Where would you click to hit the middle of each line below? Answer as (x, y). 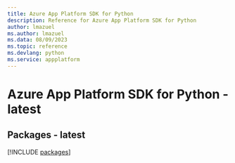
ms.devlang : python (36, 53)
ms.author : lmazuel (36, 33)
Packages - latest (46, 135)
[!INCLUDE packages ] (39, 152)
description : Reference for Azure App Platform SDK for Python (102, 20)
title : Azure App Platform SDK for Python (70, 14)
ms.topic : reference (38, 46)
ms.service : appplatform (44, 60)
